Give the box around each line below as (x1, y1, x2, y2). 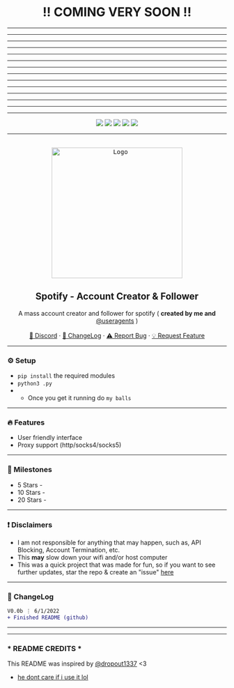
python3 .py (17, 381, 52, 388)
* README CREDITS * (7, 643, 82, 653)
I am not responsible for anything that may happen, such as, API (17, 538, 201, 546)
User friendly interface (17, 434, 82, 442)
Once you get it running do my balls (27, 394, 132, 402)
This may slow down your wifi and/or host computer (17, 553, 168, 561)
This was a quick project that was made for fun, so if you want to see (17, 560, 216, 569)
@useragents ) (95, 316, 139, 325)
